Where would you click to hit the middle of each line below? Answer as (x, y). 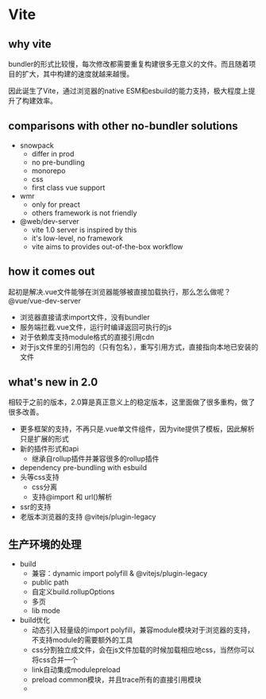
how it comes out (52, 272)
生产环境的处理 (45, 545)
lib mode (46, 611)
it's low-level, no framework (77, 238)
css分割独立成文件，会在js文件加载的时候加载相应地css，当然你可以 (143, 650)
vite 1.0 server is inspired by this (84, 230)
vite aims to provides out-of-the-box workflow (107, 246)
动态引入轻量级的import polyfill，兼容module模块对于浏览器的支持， (143, 630)
